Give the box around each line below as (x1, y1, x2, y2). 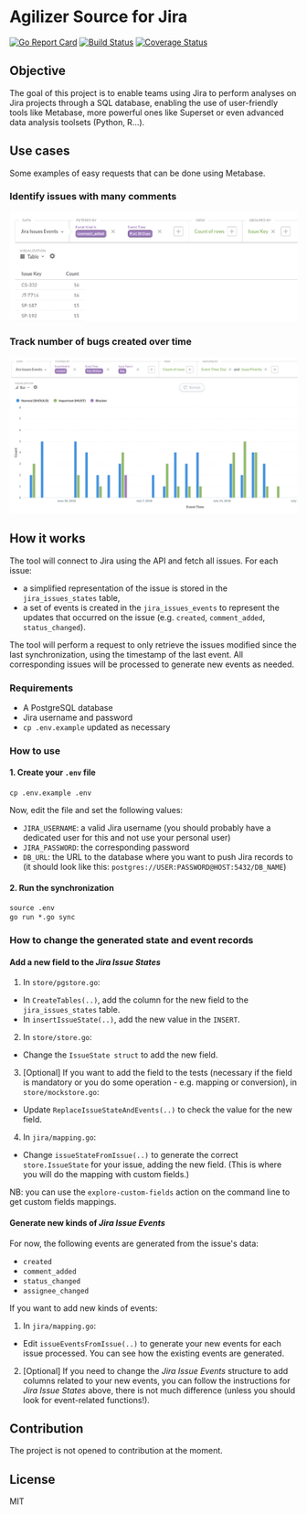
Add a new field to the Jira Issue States (9, 956, 162, 967)
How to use (9, 744, 61, 757)
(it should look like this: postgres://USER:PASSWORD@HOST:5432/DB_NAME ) (22, 862, 287, 873)
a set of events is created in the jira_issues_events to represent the (22, 602, 281, 613)
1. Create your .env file (9, 767, 96, 778)
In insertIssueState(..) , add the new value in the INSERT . (22, 1014, 240, 1025)
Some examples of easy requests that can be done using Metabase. (9, 167, 266, 178)
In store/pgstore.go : (22, 977, 101, 988)
